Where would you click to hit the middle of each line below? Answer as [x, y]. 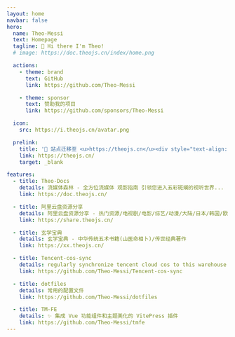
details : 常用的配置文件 [52, 290]
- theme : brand [41, 72]
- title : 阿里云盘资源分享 [48, 207]
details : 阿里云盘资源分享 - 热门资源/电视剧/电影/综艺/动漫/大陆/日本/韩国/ [121, 213]
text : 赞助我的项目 [51, 104]
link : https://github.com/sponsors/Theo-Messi [94, 111]
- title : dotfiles [40, 284]
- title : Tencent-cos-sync [52, 259]
